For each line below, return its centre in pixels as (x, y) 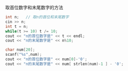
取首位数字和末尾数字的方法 (34, 7)
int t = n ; (17, 26)
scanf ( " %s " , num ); (24, 55)
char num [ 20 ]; (20, 50)
